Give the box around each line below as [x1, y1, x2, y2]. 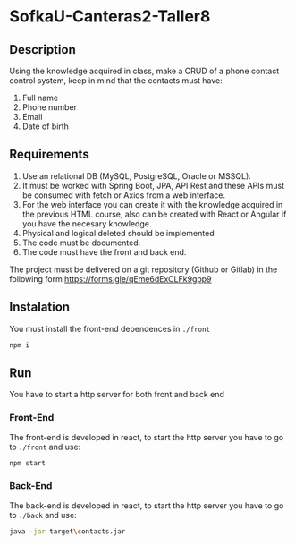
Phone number [21, 102, 78, 113]
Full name [21, 92, 59, 103]
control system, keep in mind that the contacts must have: [9, 75, 223, 86]
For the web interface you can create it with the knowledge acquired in [21, 199, 283, 209]
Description [9, 42, 76, 57]
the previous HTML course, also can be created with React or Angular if [21, 209, 287, 219]
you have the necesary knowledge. [21, 217, 152, 229]
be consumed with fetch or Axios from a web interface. [21, 190, 226, 200]
